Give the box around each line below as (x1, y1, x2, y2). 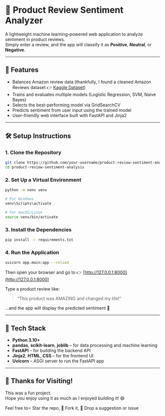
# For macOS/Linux (5, 210, 43, 215)
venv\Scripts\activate (5, 201, 52, 206)
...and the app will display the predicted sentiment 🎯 (5, 305, 110, 311)
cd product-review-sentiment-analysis (5, 165, 84, 170)
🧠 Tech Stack (5, 324, 46, 332)
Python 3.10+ (12, 337, 40, 343)
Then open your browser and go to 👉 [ (5, 269, 85, 275)
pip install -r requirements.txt (5, 237, 74, 243)
